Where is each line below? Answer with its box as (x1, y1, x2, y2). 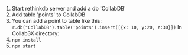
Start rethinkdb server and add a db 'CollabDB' (11, 5, 126, 12)
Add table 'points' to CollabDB (11, 11, 86, 18)
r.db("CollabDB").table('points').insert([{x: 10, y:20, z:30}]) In (11, 23, 182, 30)
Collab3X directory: (11, 30, 59, 37)
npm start (11, 43, 37, 49)
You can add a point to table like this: (11, 18, 102, 24)
